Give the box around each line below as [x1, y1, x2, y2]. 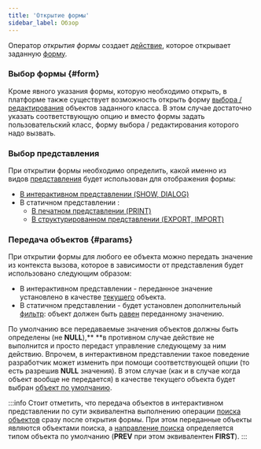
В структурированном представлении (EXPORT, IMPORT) [31, 214, 225, 224]
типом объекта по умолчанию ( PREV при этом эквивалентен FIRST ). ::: [8, 432, 248, 441]
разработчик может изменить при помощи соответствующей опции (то [8, 358, 250, 367]
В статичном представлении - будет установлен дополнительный [19, 301, 241, 310]
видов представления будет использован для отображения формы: [8, 174, 236, 184]
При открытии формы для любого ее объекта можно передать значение [8, 252, 253, 262]
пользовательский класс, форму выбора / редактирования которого [8, 120, 240, 129]
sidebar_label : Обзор [8, 19, 79, 27]
